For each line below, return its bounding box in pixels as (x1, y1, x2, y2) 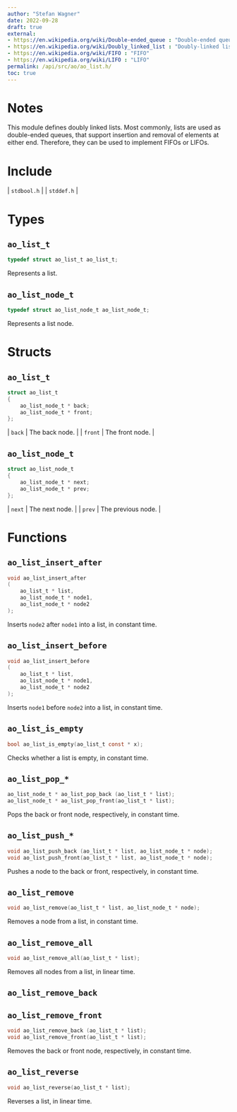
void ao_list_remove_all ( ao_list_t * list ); (7, 955, 140, 962)
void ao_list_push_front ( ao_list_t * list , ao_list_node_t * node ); (7, 854, 213, 861)
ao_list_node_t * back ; (20, 402, 90, 409)
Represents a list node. (7, 319, 74, 327)
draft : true (7, 23, 42, 30)
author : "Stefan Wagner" (7, 10, 80, 18)
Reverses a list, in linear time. (7, 1096, 92, 1105)
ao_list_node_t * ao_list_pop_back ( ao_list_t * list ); (7, 791, 175, 798)
